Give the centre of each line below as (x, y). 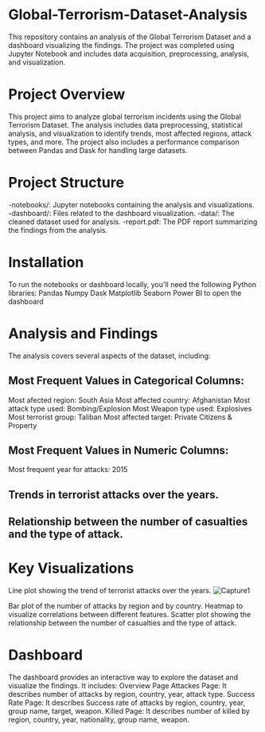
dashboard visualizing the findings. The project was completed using (121, 45)
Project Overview (67, 94)
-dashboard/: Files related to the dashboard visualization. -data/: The (121, 213)
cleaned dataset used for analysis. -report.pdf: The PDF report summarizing (133, 222)
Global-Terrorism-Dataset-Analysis (128, 15)
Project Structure (66, 183)
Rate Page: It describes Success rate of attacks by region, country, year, (127, 702)
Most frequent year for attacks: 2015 (68, 470)
